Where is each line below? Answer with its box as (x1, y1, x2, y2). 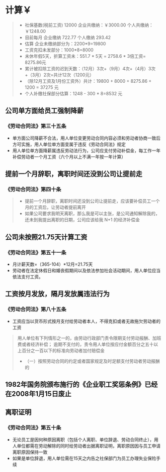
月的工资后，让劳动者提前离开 (24, 204, 86, 210)
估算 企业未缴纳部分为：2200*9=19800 (24, 40, 106, 46)
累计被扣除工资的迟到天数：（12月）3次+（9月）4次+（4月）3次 (24, 65, 156, 71)
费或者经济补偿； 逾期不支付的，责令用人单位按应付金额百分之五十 (17, 341, 154, 347)
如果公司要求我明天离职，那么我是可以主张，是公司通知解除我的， (24, 210, 160, 217)
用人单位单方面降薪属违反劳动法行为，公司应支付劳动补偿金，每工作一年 (12, 148, 161, 154)
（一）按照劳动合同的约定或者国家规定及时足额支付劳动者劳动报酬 (24, 358, 160, 364)
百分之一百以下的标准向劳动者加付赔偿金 (21, 347, 105, 353)
